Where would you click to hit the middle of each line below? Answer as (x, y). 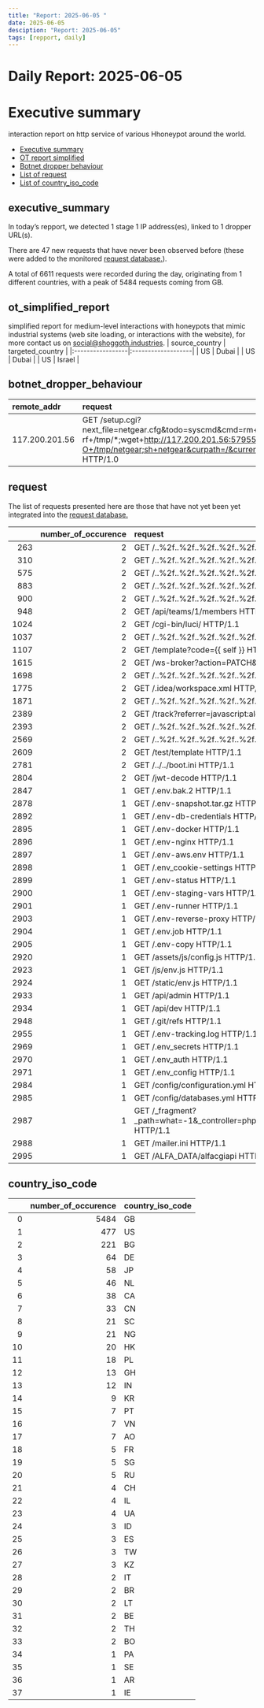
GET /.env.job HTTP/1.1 (178, 931)
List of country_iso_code (59, 183)
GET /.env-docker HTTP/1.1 (187, 829)
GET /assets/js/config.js (178, 956)
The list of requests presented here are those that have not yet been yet (125, 506)
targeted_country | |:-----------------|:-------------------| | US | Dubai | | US (132, 351)
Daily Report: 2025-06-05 (95, 76)
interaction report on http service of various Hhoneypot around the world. (127, 134)
